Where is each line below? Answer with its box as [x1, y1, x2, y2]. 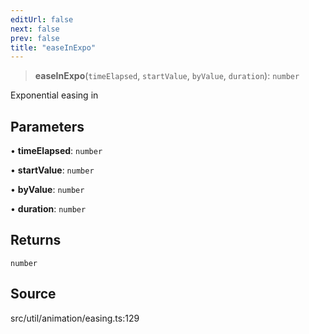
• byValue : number [10, 184, 85, 196]
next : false [10, 24, 60, 34]
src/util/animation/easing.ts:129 [10, 312, 140, 324]
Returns [10, 232, 62, 249]
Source [10, 286, 57, 303]
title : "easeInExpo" [10, 42, 97, 53]
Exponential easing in [10, 89, 99, 101]
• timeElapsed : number [10, 145, 103, 157]
